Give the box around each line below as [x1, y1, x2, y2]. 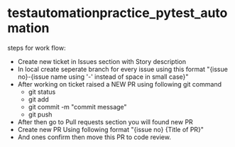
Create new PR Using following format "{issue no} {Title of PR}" [17, 125, 204, 134]
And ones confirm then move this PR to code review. [17, 133, 172, 141]
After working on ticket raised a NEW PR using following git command [17, 80, 222, 88]
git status [28, 87, 56, 96]
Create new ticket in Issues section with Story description [17, 57, 187, 65]
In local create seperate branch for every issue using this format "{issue [17, 65, 229, 73]
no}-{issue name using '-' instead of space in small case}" [17, 72, 189, 81]
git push [28, 110, 53, 119]
